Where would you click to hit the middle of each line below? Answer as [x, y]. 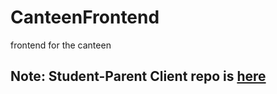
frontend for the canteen [61, 45]
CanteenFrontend [85, 17]
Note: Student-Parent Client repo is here [138, 76]
